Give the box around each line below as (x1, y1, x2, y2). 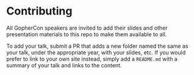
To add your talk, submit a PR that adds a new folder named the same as (6, 42, 189, 50)
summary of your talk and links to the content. (6, 62, 122, 69)
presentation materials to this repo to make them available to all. (6, 30, 167, 37)
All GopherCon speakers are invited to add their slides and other (6, 24, 168, 31)
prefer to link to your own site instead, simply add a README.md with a (6, 55, 178, 62)
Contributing (6, 4, 73, 18)
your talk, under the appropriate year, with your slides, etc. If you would (6, 48, 186, 56)
